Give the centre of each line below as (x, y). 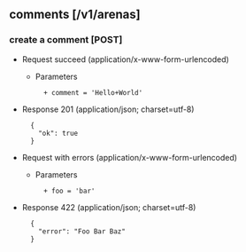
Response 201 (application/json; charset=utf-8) (108, 109)
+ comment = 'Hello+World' (93, 92)
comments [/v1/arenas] (75, 15)
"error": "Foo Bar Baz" (82, 231)
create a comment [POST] (66, 40)
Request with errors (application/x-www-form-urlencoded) (129, 157)
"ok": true (58, 133)
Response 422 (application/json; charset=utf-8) (109, 207)
